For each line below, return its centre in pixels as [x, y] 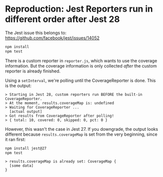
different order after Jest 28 [63, 19]
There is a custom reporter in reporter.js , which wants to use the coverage [81, 61]
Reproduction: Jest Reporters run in [79, 9]
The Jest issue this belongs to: [36, 33]
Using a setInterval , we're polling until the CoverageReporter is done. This [81, 80]
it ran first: [15, 139]
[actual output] [26, 111]
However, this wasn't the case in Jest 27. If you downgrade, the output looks [81, 129]
